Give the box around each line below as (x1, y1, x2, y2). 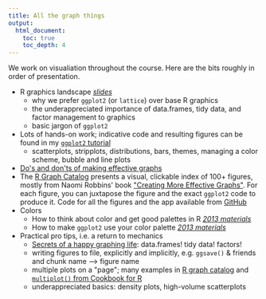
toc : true (22, 33, 56, 42)
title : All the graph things (8, 11, 105, 20)
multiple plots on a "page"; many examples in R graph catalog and (31, 265, 249, 275)
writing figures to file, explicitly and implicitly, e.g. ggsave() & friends (31, 248, 256, 258)
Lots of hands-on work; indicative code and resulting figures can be (19, 129, 243, 140)
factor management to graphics (31, 112, 135, 122)
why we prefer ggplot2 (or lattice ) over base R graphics (31, 96, 219, 105)
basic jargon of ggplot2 (31, 121, 108, 131)
